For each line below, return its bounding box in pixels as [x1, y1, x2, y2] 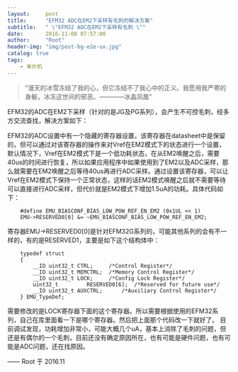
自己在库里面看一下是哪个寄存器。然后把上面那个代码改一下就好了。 [19, 315, 218, 324]
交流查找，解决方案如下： [13, 116, 89, 125]
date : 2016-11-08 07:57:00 [7, 30, 106, 38]
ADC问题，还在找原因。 [19, 342, 89, 351]
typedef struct [20, 249, 65, 257]
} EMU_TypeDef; [20, 293, 65, 300]
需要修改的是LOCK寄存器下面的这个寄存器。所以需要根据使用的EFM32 [7, 306, 212, 315]
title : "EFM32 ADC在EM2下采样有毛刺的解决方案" [7, 17, 154, 24]
